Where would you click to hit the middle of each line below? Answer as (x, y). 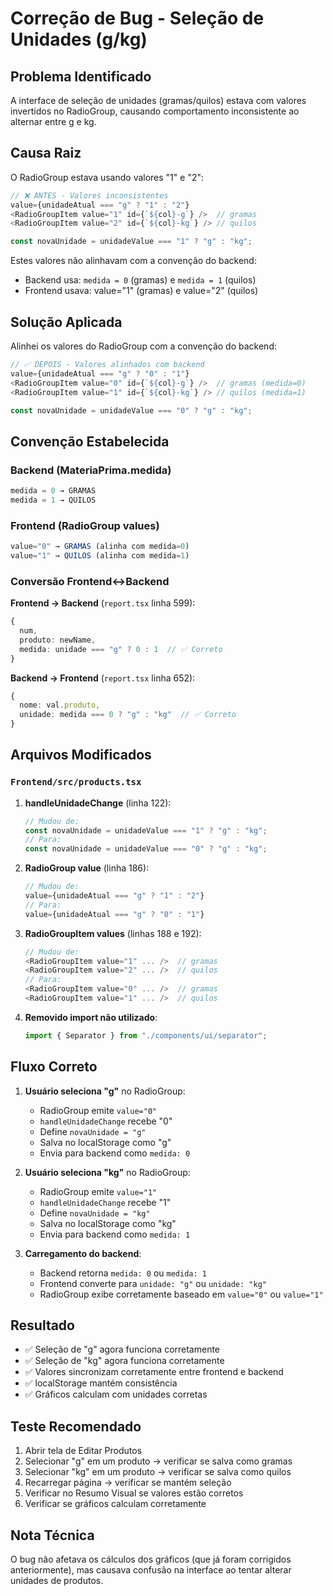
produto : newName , (58, 640)
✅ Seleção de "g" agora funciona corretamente (122, 1349)
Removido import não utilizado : (91, 1017)
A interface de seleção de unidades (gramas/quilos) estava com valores (158, 100)
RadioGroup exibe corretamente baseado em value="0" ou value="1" (181, 1294)
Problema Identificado (81, 76)
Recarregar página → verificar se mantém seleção (128, 1483)
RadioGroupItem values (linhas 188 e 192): (113, 933)
